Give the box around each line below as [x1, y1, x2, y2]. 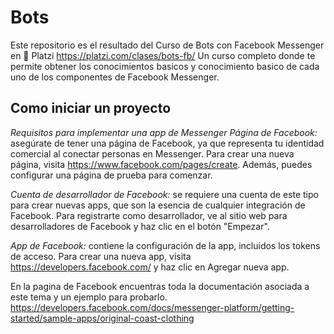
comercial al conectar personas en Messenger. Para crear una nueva [10, 147, 295, 160]
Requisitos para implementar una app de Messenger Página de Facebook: [10, 126, 318, 138]
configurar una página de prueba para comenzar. [10, 169, 213, 181]
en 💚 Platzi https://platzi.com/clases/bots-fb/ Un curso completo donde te [10, 49, 316, 61]
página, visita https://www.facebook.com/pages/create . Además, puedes [10, 158, 313, 170]
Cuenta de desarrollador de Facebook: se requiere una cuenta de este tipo [10, 188, 319, 200]
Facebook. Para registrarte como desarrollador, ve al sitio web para [10, 209, 288, 221]
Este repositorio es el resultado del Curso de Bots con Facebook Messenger [10, 39, 325, 51]
